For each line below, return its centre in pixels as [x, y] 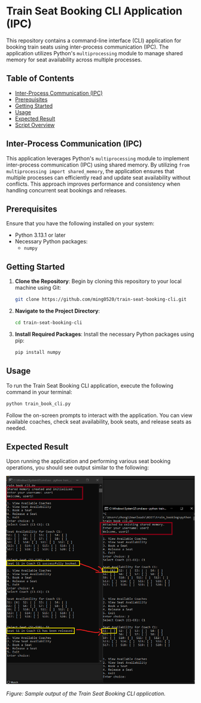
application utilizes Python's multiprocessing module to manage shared [95, 53]
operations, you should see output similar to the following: [78, 467]
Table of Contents [40, 78]
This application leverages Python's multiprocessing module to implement [98, 158]
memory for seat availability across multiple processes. [74, 59]
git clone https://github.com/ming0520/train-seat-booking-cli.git [100, 300]
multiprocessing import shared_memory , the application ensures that [90, 171]
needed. [16, 428]
